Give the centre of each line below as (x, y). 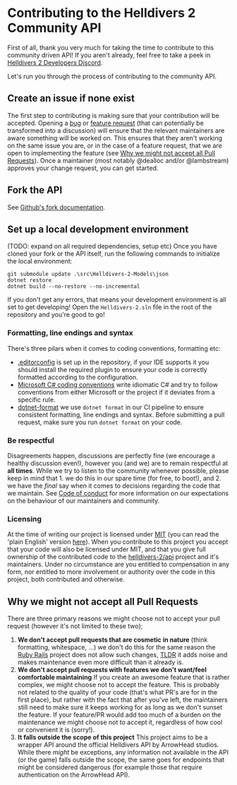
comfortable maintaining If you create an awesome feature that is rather (123, 677)
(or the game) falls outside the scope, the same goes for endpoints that (121, 760)
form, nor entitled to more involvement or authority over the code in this (111, 572)
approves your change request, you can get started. (83, 168)
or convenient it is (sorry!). (56, 730)
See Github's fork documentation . (56, 207)
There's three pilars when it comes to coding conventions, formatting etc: (114, 348)
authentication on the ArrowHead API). (74, 775)
